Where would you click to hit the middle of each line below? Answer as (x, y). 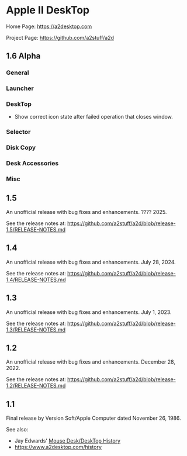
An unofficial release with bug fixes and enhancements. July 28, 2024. (91, 262)
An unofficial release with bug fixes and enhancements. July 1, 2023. (89, 312)
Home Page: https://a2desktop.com (49, 26)
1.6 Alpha (23, 56)
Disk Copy (21, 148)
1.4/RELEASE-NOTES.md (36, 279)
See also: (17, 430)
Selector (18, 132)
